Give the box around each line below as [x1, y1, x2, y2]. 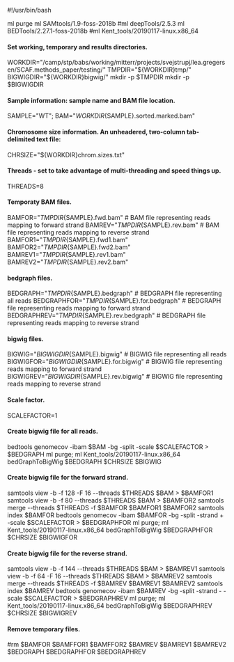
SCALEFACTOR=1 [7, 411, 58, 420]
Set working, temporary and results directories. [7, 42, 148, 51]
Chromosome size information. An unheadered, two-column [7, 128, 186, 136]
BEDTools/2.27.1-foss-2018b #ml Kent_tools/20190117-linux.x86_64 [7, 27, 199, 35]
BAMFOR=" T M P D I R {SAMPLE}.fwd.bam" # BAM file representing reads [7, 214, 211, 222]
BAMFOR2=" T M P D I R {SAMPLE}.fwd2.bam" [7, 243, 131, 251]
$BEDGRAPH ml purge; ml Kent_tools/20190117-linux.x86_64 [7, 450, 181, 458]
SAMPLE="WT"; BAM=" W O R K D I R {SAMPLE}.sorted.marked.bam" [7, 111, 196, 120]
